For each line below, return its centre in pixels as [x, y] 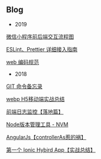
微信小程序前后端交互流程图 [40, 36]
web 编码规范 [23, 62]
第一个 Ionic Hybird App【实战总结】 [51, 149]
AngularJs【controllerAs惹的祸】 [46, 137]
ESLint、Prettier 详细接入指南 [42, 49]
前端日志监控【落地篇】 [35, 111]
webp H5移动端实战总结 [36, 99]
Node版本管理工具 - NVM [37, 124]
